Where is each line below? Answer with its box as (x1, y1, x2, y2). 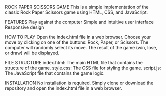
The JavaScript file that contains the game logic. (5, 70, 105, 76)
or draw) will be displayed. (5, 50, 60, 56)
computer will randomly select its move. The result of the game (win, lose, (5, 45, 157, 50)
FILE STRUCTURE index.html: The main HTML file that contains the (5, 60, 143, 65)
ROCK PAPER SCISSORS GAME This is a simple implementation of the (5, 4, 149, 10)
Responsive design (5, 24, 44, 30)
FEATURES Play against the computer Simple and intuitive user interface (5, 19, 154, 25)
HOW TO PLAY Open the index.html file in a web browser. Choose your (5, 34, 151, 40)
